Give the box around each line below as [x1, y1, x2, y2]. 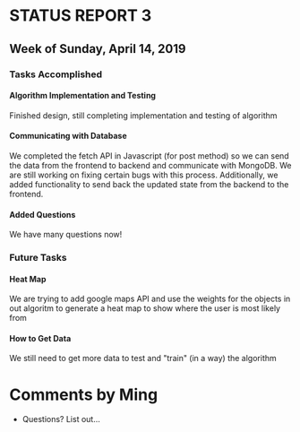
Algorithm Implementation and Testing [9, 91, 157, 101]
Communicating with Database [9, 131, 127, 142]
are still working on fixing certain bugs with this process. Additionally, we [9, 169, 279, 180]
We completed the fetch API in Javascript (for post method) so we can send [9, 150, 289, 161]
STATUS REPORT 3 [9, 5, 152, 26]
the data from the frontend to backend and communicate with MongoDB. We [9, 160, 292, 170]
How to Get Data [9, 333, 72, 343]
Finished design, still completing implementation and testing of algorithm [9, 109, 278, 121]
